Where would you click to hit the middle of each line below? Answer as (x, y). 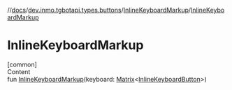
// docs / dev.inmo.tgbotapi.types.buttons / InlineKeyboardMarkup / (99, 10)
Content (19, 71)
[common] (22, 64)
